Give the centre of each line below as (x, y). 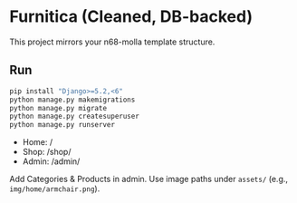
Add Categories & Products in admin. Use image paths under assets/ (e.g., (148, 179)
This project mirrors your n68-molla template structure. (112, 42)
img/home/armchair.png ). (55, 188)
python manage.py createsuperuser (75, 116)
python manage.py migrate (58, 108)
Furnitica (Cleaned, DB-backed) (131, 17)
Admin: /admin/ (51, 161)
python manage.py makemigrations (72, 100)
